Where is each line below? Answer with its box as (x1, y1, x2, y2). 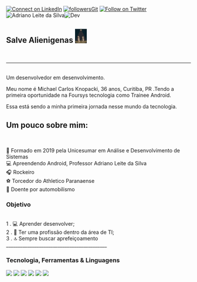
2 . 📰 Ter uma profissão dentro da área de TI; (6, 229, 114, 236)
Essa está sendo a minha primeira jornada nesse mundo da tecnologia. (6, 103, 177, 110)
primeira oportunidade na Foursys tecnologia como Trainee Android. (6, 91, 172, 99)
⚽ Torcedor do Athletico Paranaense (6, 178, 95, 185)
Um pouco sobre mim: (6, 120, 89, 130)
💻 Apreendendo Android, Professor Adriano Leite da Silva (6, 160, 147, 167)
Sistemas (6, 153, 28, 161)
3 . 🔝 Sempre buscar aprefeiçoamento (6, 235, 98, 242)
